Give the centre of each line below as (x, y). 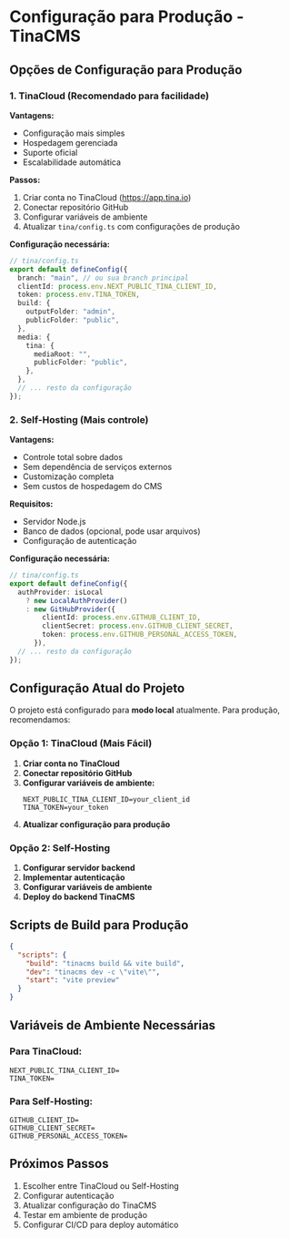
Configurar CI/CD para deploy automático (100, 1224)
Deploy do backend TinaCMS (79, 897)
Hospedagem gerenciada (70, 142)
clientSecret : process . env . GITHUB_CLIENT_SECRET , (138, 626)
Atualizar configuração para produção (96, 824)
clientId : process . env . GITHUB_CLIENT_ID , (122, 618)
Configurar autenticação (68, 1195)
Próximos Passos (59, 1164)
